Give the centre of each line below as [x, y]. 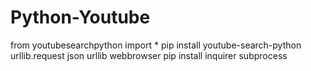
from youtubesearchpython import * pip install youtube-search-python [156, 45]
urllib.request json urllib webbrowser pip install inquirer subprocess [149, 55]
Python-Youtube [80, 17]
